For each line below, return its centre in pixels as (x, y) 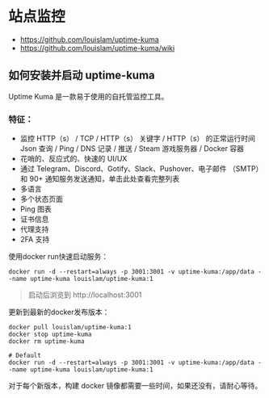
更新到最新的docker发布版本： (59, 312)
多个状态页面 (41, 199)
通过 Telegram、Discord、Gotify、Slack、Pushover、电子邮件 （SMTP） (141, 169)
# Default (25, 356)
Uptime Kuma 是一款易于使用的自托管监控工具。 (88, 96)
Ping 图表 (36, 209)
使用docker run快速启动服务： (59, 257)
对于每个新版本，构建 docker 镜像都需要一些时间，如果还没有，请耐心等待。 (135, 386)
